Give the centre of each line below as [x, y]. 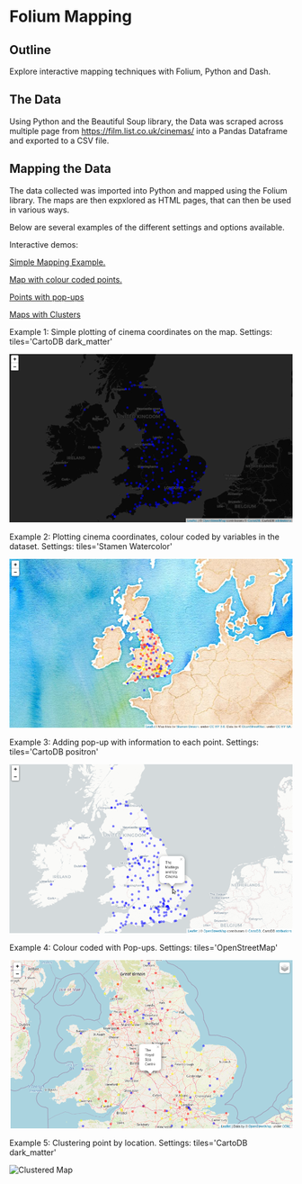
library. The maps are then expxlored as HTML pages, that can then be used [151, 200]
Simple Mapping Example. [58, 262]
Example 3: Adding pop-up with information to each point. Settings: [134, 742]
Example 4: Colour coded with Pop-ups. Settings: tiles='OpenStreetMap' [144, 947]
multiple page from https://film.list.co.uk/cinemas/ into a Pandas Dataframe [148, 131]
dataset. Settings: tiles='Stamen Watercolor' [91, 547]
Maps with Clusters [45, 314]
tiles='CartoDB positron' [54, 751]
